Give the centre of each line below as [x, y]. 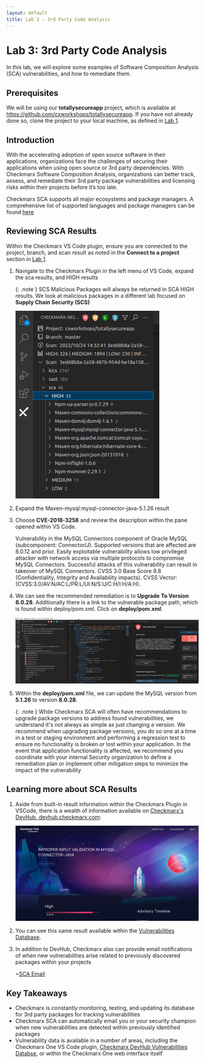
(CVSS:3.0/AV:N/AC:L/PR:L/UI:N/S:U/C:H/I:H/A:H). [78, 583]
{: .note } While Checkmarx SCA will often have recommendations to [101, 712]
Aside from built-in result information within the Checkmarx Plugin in [101, 804]
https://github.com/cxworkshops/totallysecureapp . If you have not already [100, 114]
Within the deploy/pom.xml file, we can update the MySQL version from [106, 694]
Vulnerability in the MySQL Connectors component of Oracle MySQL [101, 538]
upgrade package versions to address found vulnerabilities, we [94, 718]
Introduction [31, 140]
